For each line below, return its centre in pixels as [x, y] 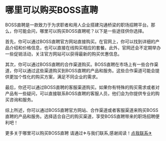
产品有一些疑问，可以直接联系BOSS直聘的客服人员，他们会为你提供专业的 [80, 93]
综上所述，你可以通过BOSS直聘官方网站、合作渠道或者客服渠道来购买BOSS [82, 110]
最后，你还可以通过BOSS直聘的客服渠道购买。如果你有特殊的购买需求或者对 [82, 87]
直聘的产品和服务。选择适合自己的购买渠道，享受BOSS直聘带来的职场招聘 [80, 116]
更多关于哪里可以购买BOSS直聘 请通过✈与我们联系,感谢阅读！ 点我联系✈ [79, 133]
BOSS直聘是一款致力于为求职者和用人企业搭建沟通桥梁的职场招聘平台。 [78, 25]
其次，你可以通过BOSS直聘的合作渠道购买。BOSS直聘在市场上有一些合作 [80, 64]
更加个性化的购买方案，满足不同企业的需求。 [55, 77]
